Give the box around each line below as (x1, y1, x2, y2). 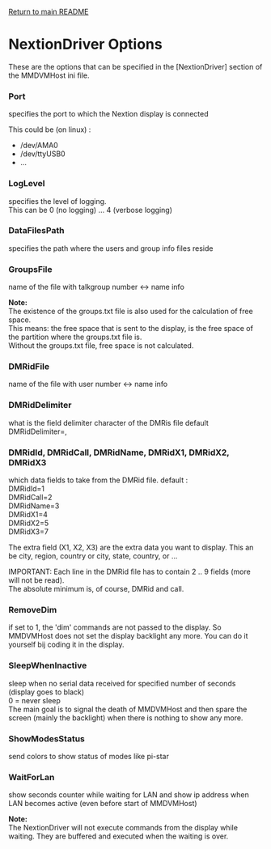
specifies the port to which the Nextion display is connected (8, 109, 209, 119)
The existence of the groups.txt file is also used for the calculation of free (8, 307, 253, 316)
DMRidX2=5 (8, 518, 49, 529)
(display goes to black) (8, 687, 85, 697)
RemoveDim (8, 604, 57, 615)
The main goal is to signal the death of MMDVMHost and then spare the (8, 704, 248, 714)
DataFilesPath (8, 225, 65, 236)
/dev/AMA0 (19, 141, 58, 151)
